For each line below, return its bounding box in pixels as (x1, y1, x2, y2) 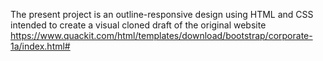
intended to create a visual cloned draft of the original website (10, 19, 267, 31)
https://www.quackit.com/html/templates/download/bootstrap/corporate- (10, 30, 313, 41)
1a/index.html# (10, 40, 71, 52)
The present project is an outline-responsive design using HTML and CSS (10, 9, 314, 20)
